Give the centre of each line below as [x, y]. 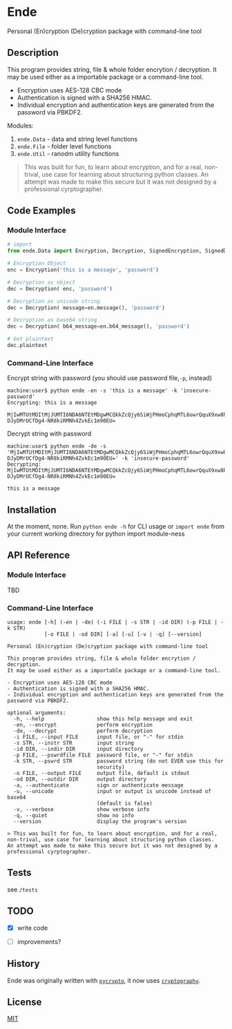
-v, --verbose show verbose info [81, 810]
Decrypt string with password [49, 434]
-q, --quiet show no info [74, 816]
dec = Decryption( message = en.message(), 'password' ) [86, 308]
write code [32, 928]
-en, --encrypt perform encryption [83, 725]
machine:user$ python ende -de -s [57, 447]
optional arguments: [37, 713]
